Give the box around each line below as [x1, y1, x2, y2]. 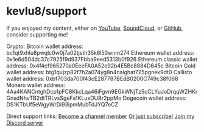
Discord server [6, 119, 44, 126]
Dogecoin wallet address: [122, 94, 187, 102]
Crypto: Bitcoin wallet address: [6, 43, 83, 50]
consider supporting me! [6, 30, 68, 38]
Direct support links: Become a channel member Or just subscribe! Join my [6, 113, 195, 120]
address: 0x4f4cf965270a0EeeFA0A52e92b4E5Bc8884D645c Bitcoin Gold [6, 62, 196, 69]
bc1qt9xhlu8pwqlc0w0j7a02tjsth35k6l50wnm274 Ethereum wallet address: [6, 49, 195, 56]
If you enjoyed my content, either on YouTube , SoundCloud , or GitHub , [6, 24, 183, 32]
